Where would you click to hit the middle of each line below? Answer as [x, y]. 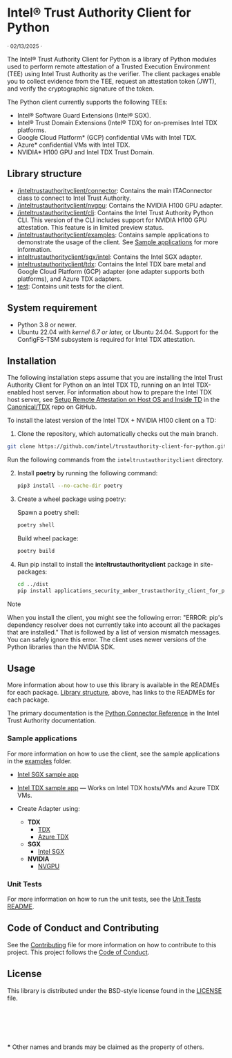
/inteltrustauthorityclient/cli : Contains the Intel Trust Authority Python [115, 212]
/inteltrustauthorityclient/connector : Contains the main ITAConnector [115, 190]
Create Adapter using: [49, 808]
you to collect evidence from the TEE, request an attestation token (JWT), [112, 81]
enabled [19, 392]
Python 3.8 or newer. [47, 325]
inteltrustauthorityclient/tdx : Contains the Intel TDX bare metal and [112, 264]
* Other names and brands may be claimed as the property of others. [106, 1047]
